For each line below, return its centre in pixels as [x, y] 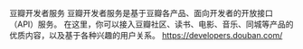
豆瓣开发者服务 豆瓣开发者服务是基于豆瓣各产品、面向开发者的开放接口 [141, 13]
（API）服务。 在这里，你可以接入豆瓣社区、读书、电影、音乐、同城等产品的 [151, 24]
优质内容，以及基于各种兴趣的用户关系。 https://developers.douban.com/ [146, 35]
